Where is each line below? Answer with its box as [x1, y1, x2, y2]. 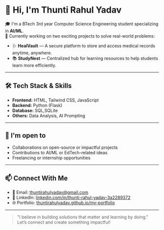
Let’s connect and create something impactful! [17, 219, 111, 225]
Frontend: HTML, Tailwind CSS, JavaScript [12, 97, 99, 103]
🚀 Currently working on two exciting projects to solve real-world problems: [5, 33, 155, 39]
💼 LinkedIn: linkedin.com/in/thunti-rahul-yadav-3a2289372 [12, 195, 131, 201]
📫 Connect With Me [5, 174, 68, 182]
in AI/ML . [5, 28, 24, 34]
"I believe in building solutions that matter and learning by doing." [17, 214, 149, 220]
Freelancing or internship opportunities [12, 155, 91, 161]
